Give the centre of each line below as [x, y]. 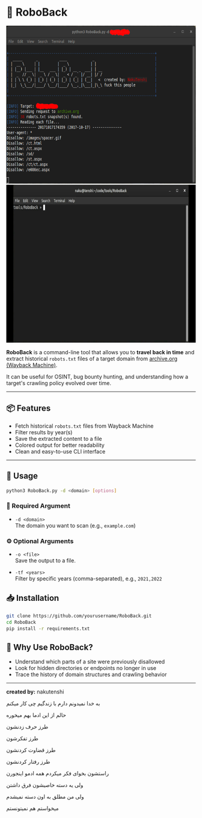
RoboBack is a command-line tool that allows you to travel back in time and [100, 352]
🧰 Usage [22, 476]
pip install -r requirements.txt [48, 629]
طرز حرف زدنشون [27, 727]
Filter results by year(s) [44, 432]
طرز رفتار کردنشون [28, 762]
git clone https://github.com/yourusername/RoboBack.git [79, 616]
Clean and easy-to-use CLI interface [60, 451]
